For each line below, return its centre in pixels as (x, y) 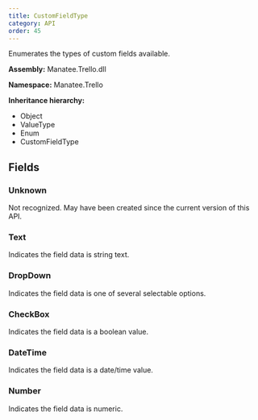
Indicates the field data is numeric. (66, 409)
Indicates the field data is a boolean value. (79, 331)
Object (31, 116)
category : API (32, 23)
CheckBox (29, 314)
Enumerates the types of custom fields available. (89, 54)
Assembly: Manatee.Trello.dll (57, 69)
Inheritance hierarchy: (46, 101)
